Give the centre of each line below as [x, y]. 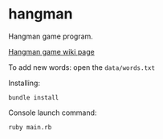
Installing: [24, 83]
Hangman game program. [51, 36]
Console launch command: [53, 112]
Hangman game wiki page [51, 51]
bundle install [34, 97]
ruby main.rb [30, 127]
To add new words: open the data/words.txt [81, 67]
